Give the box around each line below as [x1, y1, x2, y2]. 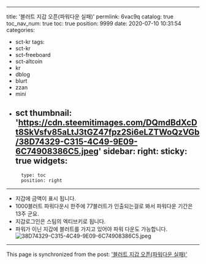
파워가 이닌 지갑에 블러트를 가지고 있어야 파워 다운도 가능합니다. [15, 225, 167, 233]
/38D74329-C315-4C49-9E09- [15, 137, 138, 147]
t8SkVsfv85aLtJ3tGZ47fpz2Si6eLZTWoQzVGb [15, 127, 200, 138]
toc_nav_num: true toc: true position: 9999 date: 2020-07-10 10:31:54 [6, 20, 182, 27]
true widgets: [15, 156, 68, 166]
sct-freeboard [15, 51, 51, 58]
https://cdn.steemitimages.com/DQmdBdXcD [18, 118, 197, 128]
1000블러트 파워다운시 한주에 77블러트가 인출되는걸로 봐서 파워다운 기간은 [15, 202, 193, 209]
